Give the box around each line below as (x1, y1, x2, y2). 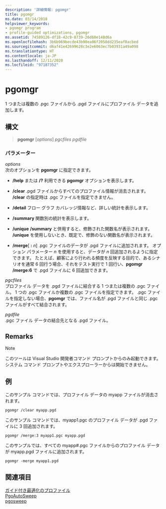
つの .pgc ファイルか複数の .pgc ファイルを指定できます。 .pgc (18, 289, 147, 295)
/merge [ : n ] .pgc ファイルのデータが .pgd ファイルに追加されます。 (12, 243, 152, 249)
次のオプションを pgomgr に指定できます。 (5, 167, 94, 173)
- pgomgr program (5, 26, 41, 31)
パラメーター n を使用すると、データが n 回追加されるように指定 (26, 249, 159, 255)
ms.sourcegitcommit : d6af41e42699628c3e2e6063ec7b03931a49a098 (5, 44, 139, 49)
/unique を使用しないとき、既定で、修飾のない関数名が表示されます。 (12, 232, 155, 238)
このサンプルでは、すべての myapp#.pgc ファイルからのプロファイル (5, 442, 146, 448)
